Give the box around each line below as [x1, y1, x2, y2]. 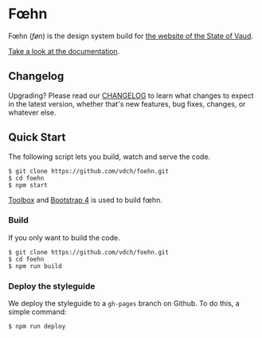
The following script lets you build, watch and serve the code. [8, 152, 211, 161]
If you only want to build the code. [8, 232, 121, 243]
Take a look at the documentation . [8, 46, 120, 56]
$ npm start [8, 181, 48, 189]
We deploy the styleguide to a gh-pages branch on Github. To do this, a [8, 299, 240, 309]
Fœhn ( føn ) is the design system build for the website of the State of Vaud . [8, 31, 253, 41]
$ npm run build [8, 262, 62, 270]
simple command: [8, 307, 67, 317]
